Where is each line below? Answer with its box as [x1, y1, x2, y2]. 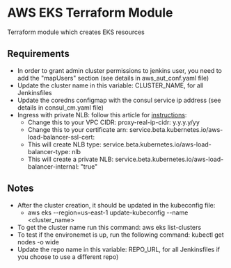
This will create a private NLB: [27, 155, 113, 163]
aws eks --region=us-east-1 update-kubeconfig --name [27, 208, 189, 217]
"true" [80, 162, 98, 171]
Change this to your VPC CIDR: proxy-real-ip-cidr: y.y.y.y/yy [27, 118, 200, 126]
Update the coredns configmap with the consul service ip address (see [17, 96, 221, 104]
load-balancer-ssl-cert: [27, 133, 95, 141]
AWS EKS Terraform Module [7, 5, 173, 21]
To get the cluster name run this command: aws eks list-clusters [17, 223, 202, 231]
